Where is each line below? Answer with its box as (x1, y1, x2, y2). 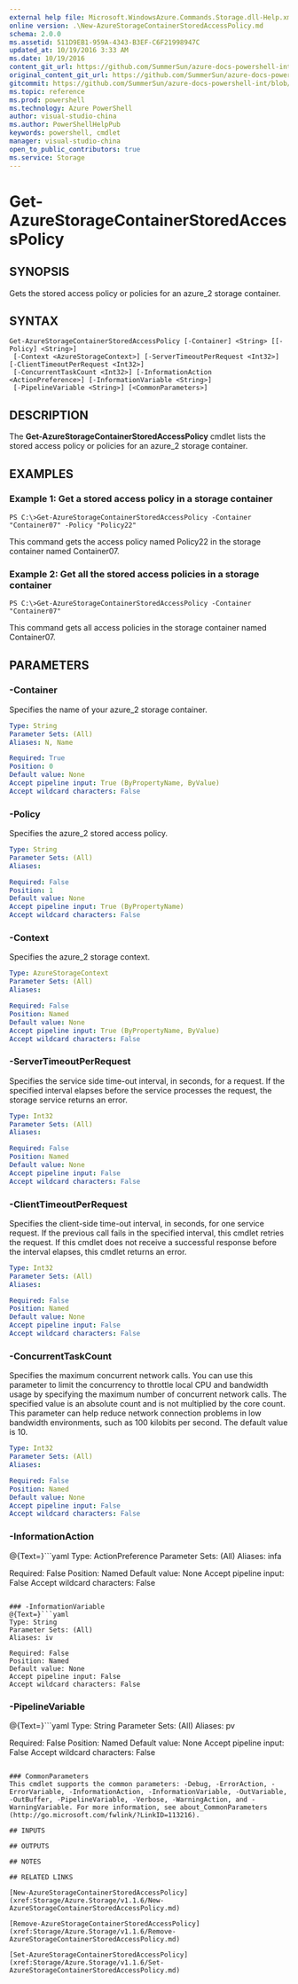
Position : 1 (9, 886, 53, 895)
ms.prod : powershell (9, 95, 86, 105)
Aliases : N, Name (9, 738, 74, 747)
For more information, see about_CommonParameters (76, 1802, 268, 1812)
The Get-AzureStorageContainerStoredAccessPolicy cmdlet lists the (9, 431, 266, 442)
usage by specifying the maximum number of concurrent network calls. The (9, 1389, 287, 1400)
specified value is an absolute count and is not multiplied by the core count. (9, 1399, 286, 1409)
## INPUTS (9, 1826, 46, 1835)
